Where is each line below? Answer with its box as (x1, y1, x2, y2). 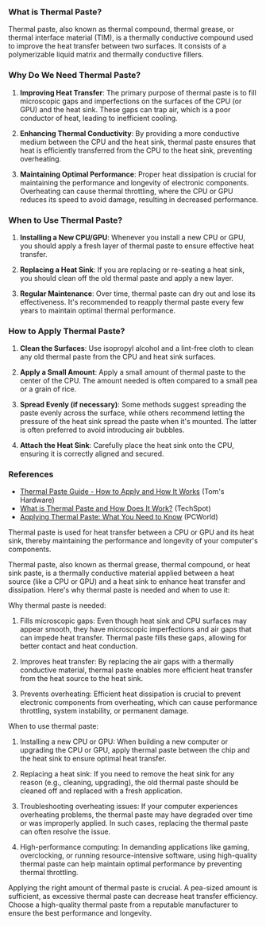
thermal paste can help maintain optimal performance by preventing (19, 859, 242, 869)
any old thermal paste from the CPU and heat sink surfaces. (19, 352, 216, 362)
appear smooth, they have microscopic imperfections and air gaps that (19, 624, 252, 634)
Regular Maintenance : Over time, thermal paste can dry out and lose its (19, 289, 256, 298)
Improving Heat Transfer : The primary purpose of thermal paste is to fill (19, 88, 256, 97)
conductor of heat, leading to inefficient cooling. (19, 113, 178, 123)
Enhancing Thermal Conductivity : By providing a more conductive (19, 128, 240, 138)
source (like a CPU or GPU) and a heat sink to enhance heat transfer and (8, 577, 246, 586)
